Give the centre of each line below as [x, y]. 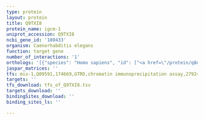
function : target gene [35, 52]
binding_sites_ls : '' [34, 102]
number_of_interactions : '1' [43, 57]
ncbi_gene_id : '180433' [36, 40]
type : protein [24, 12]
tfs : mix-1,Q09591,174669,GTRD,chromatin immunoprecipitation [87, 74]
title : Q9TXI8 [24, 23]
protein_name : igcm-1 [34, 29]
